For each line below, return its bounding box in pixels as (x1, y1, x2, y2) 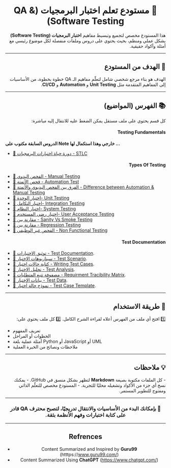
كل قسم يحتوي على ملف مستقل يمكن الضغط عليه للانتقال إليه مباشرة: (31, 117, 166, 123)
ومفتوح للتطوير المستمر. (119, 387, 166, 393)
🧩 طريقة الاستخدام (113, 302, 166, 310)
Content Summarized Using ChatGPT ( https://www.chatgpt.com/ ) (20, 457, 159, 463)
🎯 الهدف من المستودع (104, 63, 166, 71)
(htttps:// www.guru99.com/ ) (60, 451, 119, 457)
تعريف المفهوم (12, 327, 41, 333)
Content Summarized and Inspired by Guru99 (41, 446, 137, 452)
